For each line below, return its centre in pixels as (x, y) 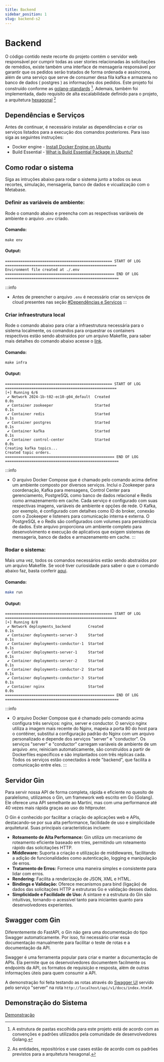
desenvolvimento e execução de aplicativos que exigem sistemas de (81, 532)
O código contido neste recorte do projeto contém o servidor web (71, 56)
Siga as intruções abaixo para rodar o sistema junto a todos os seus (73, 179)
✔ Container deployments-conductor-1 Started (55, 644)
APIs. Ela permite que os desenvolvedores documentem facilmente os (75, 962)
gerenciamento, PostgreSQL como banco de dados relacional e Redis (82, 495)
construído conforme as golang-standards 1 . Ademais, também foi (72, 88)
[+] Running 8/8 (21, 622)
